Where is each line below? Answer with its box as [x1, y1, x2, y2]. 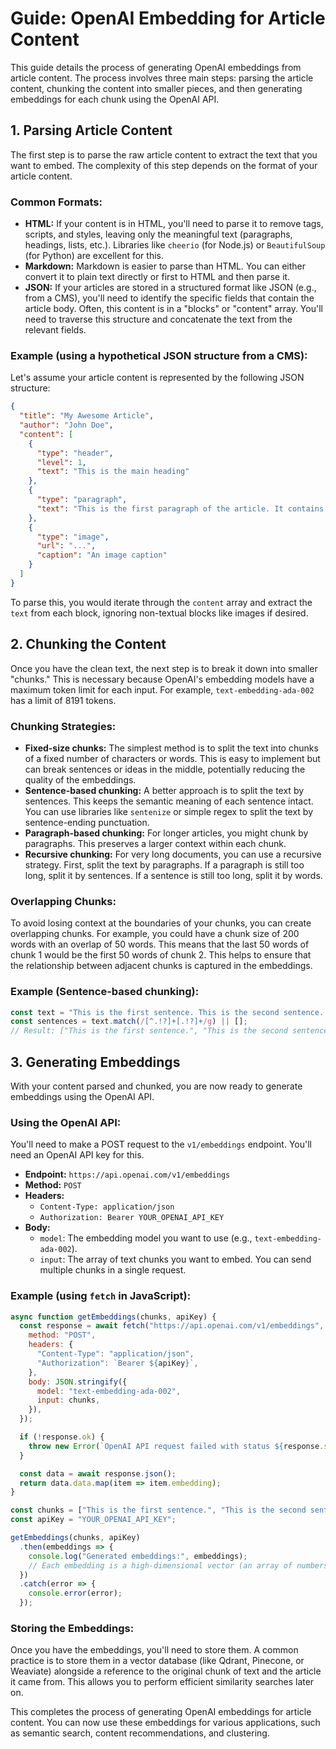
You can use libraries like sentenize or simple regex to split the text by [24, 805, 314, 817]
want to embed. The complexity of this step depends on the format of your [10, 159, 318, 171]
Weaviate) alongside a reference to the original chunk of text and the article [10, 1665, 322, 1677]
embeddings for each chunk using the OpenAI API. [10, 93, 220, 105]
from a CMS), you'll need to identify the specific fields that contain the [24, 292, 315, 304]
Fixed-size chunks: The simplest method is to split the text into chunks [24, 742, 319, 754]
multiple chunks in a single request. [39, 1264, 187, 1276]
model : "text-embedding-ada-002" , [36, 1386, 182, 1396]
